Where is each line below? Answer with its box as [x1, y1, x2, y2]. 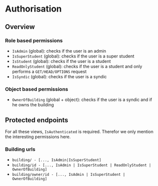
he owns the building [12, 102, 54, 108]
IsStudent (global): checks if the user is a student [12, 58, 111, 64]
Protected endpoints [5, 116, 69, 124]
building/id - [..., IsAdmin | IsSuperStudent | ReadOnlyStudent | [12, 163, 151, 168]
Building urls [5, 146, 35, 153]
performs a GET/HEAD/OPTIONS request [12, 69, 87, 74]
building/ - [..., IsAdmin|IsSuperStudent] [12, 158, 102, 163]
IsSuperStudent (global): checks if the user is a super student [12, 53, 135, 59]
